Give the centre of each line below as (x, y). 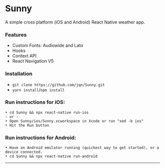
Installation (19, 74)
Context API (24, 56)
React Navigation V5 (33, 61)
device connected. (24, 152)
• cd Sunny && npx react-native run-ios (47, 112)
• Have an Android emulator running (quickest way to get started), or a (82, 148)
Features (16, 35)
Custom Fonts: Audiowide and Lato (48, 46)
